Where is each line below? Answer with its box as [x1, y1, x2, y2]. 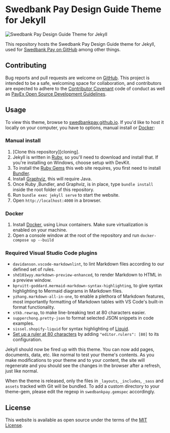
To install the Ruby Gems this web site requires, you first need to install [12, 165, 161, 171]
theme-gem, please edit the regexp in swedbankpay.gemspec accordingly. [5, 389, 156, 395]
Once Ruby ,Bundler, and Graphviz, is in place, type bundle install [12, 181, 154, 187]
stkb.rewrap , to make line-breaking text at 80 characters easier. [12, 310, 146, 316]
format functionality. [12, 304, 55, 311]
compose [12, 238, 29, 243]
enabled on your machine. [12, 227, 67, 233]
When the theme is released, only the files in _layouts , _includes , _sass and [5, 378, 164, 384]
